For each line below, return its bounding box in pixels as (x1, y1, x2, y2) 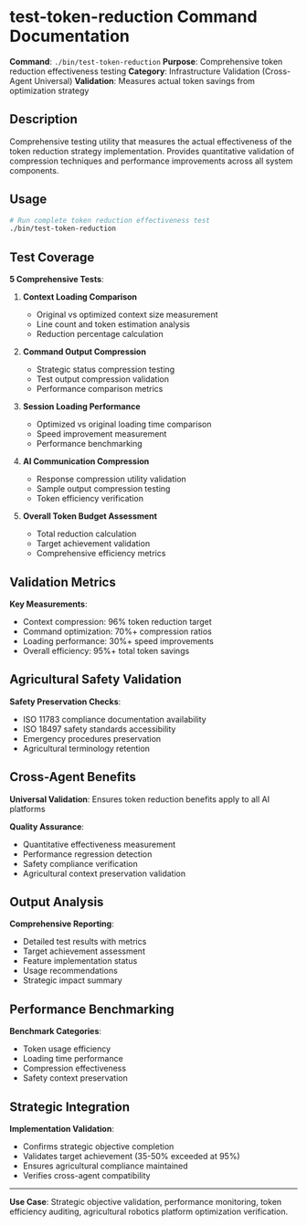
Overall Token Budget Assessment (22, 511, 158, 522)
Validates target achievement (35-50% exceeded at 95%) (22, 1151, 240, 1161)
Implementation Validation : (9, 1124, 114, 1134)
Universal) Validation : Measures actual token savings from (34, 75, 256, 86)
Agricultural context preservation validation (22, 868, 185, 879)
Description (9, 111, 78, 127)
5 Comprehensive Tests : (9, 274, 104, 285)
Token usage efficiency (22, 1043, 111, 1054)
